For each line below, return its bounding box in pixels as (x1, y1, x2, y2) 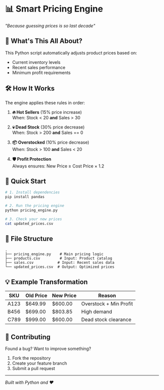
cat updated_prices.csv (5, 221, 54, 226)
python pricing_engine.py (5, 208, 58, 213)
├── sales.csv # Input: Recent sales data (5, 260, 115, 265)
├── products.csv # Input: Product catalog (5, 256, 112, 261)
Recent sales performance (12, 64, 66, 70)
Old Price (25, 292, 48, 299)
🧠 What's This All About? (5, 37, 83, 45)
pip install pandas (5, 195, 45, 200)
